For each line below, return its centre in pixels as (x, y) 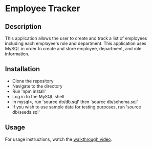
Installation (22, 69)
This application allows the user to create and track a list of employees (76, 38)
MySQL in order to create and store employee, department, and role (73, 49)
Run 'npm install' (29, 91)
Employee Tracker (43, 9)
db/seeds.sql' (26, 112)
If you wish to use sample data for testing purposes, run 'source (76, 107)
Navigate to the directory (37, 86)
